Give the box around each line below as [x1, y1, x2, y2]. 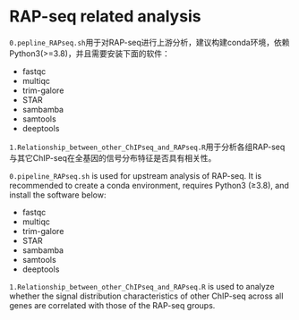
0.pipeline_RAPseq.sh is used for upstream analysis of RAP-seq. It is [9, 170, 262, 181]
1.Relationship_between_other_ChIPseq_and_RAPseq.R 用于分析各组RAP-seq [9, 141, 286, 152]
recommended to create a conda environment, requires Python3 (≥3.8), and [9, 180, 289, 190]
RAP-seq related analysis [9, 6, 201, 27]
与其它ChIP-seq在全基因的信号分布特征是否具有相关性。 [9, 152, 217, 163]
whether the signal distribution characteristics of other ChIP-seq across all [9, 291, 284, 301]
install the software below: [9, 189, 107, 200]
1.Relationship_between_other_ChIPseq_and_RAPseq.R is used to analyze [9, 281, 275, 291]
